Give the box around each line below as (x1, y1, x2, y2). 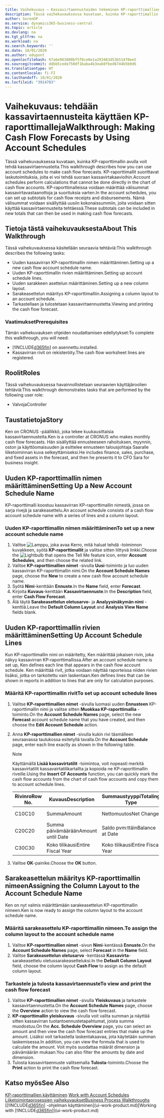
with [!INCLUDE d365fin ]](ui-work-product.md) (5, 1107, 99, 1113)
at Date (102, 830, 119, 837)
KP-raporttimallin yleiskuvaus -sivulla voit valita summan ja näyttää (12, 1013, 150, 1018)
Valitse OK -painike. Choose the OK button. (12, 860, 97, 866)
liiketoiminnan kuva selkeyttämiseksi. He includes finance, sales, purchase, (5, 450, 155, 455)
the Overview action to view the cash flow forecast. (12, 1008, 117, 1014)
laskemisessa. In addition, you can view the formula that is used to (12, 1038, 145, 1045)
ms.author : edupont (5, 52, 45, 58)
